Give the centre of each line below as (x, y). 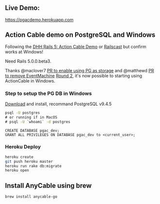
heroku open (17, 171)
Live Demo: (22, 8)
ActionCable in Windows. (30, 81)
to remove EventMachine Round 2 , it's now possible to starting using (73, 76)
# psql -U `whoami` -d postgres (38, 122)
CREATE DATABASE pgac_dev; (32, 130)
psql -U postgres (23, 113)
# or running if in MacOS (31, 117)
